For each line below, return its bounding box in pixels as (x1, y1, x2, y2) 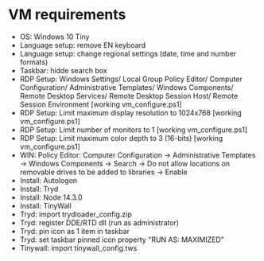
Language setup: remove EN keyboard (19, 40, 146, 49)
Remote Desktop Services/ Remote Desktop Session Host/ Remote (19, 91, 239, 100)
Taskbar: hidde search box (19, 65, 107, 75)
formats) (19, 57, 49, 67)
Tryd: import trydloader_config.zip (19, 209, 133, 219)
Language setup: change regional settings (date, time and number (19, 49, 237, 58)
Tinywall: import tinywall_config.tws (19, 243, 138, 252)
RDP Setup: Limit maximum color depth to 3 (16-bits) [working (19, 133, 223, 142)
